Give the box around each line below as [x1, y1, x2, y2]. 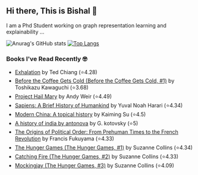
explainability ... [6, 28, 45, 35]
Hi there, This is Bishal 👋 [6, 6, 98, 16]
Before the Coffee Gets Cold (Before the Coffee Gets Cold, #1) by [14, 77, 175, 84]
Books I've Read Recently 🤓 [6, 54, 87, 63]
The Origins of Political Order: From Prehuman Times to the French [14, 128, 178, 136]
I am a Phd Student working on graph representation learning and [6, 22, 166, 29]
